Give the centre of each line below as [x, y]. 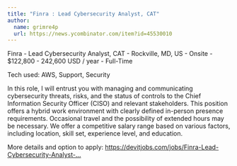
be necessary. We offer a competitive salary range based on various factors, [119, 126]
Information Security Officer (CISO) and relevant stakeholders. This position [118, 104]
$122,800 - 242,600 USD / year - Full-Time [70, 61]
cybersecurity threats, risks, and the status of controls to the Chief [104, 96]
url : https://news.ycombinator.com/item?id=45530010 [93, 34]
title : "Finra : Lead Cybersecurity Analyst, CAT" [83, 14]
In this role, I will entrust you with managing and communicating [100, 88]
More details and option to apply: [56, 147]
